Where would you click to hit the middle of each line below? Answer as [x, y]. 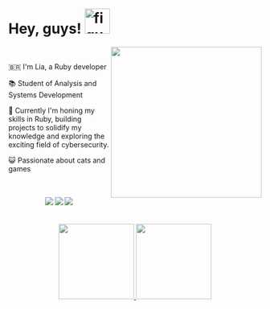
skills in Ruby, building [45, 119]
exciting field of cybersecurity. [59, 144]
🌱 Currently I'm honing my [51, 110]
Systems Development [45, 95]
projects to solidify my [45, 127]
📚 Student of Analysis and [53, 83]
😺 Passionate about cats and [57, 160]
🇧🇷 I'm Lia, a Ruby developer [57, 66]
